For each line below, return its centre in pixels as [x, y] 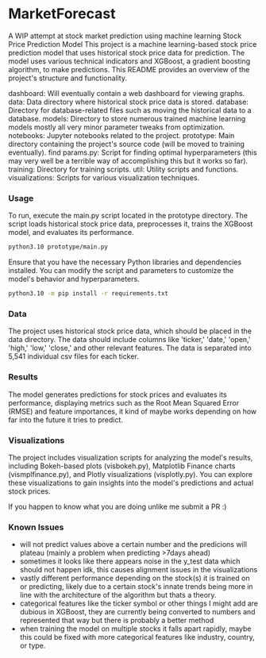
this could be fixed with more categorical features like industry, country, [137, 637]
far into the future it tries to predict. [66, 419]
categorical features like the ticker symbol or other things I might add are [139, 603]
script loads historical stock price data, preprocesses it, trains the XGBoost [131, 224]
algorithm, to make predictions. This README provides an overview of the [129, 69]
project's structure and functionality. [67, 78]
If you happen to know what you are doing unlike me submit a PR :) [118, 506]
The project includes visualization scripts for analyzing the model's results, [131, 457]
